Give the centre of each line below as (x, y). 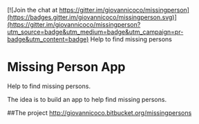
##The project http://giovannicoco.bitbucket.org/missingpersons (99, 112)
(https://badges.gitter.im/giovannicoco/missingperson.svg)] (92, 17)
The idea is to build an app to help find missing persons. (87, 99)
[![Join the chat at (32, 10)
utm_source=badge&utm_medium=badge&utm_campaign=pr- (95, 32)
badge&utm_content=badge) (48, 39)
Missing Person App (66, 67)
